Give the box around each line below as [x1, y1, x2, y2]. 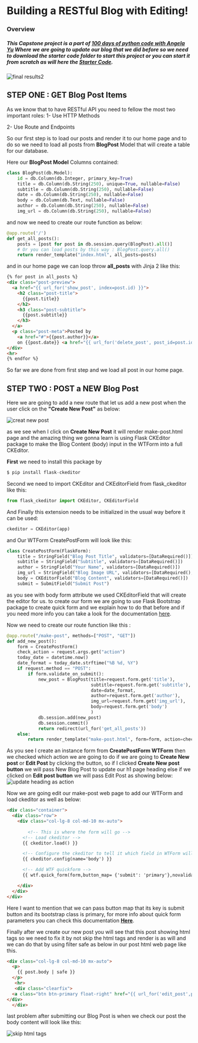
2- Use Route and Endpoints [6, 123, 75, 130]
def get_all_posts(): [6, 235, 60, 241]
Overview [6, 25, 35, 33]
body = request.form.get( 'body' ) [90, 704, 167, 710]
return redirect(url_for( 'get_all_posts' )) [38, 725, 146, 732]
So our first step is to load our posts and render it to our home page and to [6, 134, 187, 142]
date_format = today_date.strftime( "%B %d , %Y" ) [17, 660, 139, 666]
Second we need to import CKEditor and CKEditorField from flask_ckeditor [6, 480, 187, 487]
